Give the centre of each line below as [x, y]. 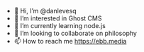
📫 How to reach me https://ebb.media [70, 41]
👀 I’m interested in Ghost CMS [58, 18]
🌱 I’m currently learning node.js [60, 26]
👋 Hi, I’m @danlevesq [45, 11]
